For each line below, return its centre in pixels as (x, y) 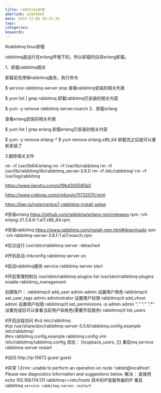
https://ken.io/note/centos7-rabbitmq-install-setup (56, 204)
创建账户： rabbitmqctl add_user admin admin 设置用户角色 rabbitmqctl (76, 292)
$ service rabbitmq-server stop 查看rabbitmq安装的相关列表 (65, 88)
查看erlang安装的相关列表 (31, 119)
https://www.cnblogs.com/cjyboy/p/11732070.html (55, 195)
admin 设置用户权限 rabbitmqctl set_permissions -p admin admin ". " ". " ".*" (80, 304)
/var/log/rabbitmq (23, 176)
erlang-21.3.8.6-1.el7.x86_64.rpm (38, 220)
